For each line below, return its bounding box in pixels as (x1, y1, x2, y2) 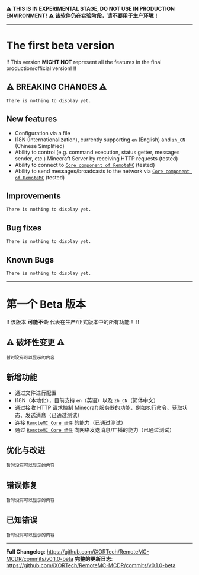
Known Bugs (6, 255, 54, 265)
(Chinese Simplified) (14, 142, 65, 149)
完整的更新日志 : (75, 555, 113, 562)
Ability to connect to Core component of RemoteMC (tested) (14, 161, 155, 168)
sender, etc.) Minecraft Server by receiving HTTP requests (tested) (14, 154, 178, 162)
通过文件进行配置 (14, 389, 57, 396)
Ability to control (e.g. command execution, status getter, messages (14, 149, 180, 156)
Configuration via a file (14, 129, 70, 137)
